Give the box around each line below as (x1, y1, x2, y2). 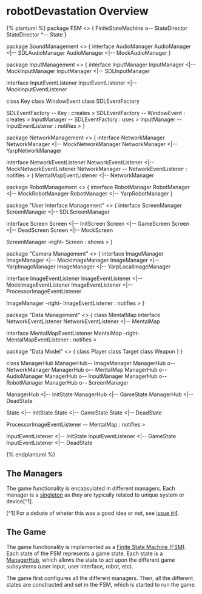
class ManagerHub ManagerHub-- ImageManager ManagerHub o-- (6, 359, 176, 366)
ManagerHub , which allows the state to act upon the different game (6, 556, 175, 564)
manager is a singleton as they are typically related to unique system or (6, 491, 185, 498)
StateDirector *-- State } (6, 30, 67, 38)
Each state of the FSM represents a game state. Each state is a (6, 550, 163, 557)
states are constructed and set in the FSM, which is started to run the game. (6, 581, 197, 588)
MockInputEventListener (6, 85, 68, 93)
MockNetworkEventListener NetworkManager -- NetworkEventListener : (6, 165, 187, 172)
